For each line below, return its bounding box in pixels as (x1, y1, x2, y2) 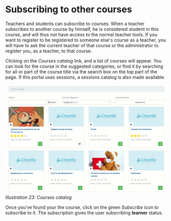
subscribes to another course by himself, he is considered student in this (5, 26, 159, 32)
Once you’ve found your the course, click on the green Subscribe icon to (5, 204, 159, 210)
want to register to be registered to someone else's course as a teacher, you (5, 37, 166, 43)
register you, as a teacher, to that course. (5, 48, 92, 54)
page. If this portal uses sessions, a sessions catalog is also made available (5, 74, 164, 80)
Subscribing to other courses (5, 4, 132, 15)
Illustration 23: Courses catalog (5, 194, 72, 200)
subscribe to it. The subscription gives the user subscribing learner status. (5, 209, 163, 216)
